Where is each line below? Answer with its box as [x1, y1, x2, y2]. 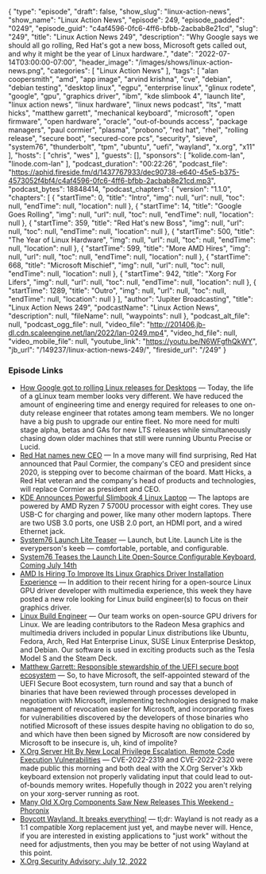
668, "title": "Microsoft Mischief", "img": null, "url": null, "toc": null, [8, 260, 226, 270]
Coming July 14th [19, 560, 77, 570]
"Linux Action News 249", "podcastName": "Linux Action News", [8, 302, 220, 312]
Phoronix [19, 806, 50, 815]
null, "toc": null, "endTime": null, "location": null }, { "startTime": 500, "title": [8, 227, 256, 236]
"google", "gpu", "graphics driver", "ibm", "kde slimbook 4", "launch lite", [8, 92, 245, 100]
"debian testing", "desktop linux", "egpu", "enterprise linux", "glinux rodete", [8, 83, 256, 92]
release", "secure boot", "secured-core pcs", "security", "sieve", [8, 134, 218, 142]
